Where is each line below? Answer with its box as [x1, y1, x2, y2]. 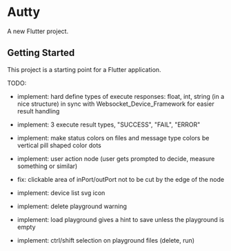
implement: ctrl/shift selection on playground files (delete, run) [17, 236, 195, 244]
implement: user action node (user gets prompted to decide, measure [17, 154, 215, 162]
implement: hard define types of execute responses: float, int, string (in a [17, 92, 225, 100]
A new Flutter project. [7, 27, 69, 35]
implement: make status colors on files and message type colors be [17, 133, 210, 142]
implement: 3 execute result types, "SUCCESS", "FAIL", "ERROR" [17, 120, 201, 129]
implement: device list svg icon [17, 188, 106, 197]
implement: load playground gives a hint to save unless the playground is [17, 215, 225, 223]
